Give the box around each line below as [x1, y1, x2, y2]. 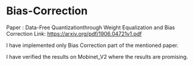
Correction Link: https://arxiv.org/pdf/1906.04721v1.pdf [6, 30, 142, 37]
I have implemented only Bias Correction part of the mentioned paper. [6, 42, 179, 49]
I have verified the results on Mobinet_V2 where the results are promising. [6, 53, 188, 60]
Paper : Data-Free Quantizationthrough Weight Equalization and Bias [6, 24, 176, 31]
